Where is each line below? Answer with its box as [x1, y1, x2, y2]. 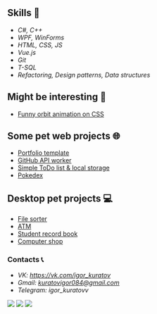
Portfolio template [17, 149, 70, 157]
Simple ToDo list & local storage [17, 163, 111, 172]
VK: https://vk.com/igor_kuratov [17, 270, 111, 279]
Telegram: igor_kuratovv [17, 286, 89, 294]
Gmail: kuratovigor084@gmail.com [17, 278, 120, 287]
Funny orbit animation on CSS [17, 110, 104, 118]
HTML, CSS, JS [17, 40, 63, 49]
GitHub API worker [17, 156, 72, 165]
